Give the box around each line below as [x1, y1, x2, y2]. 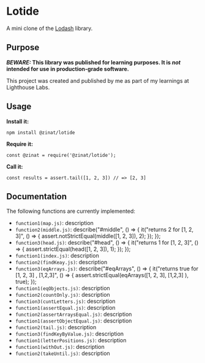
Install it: [6, 118, 29, 125]
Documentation [6, 191, 67, 202]
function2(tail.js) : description [15, 324, 97, 331]
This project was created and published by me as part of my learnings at [6, 77, 190, 84]
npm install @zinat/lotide [6, 129, 75, 136]
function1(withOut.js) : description [15, 343, 105, 351]
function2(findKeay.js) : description [15, 259, 108, 266]
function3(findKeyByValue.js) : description [15, 330, 124, 338]
